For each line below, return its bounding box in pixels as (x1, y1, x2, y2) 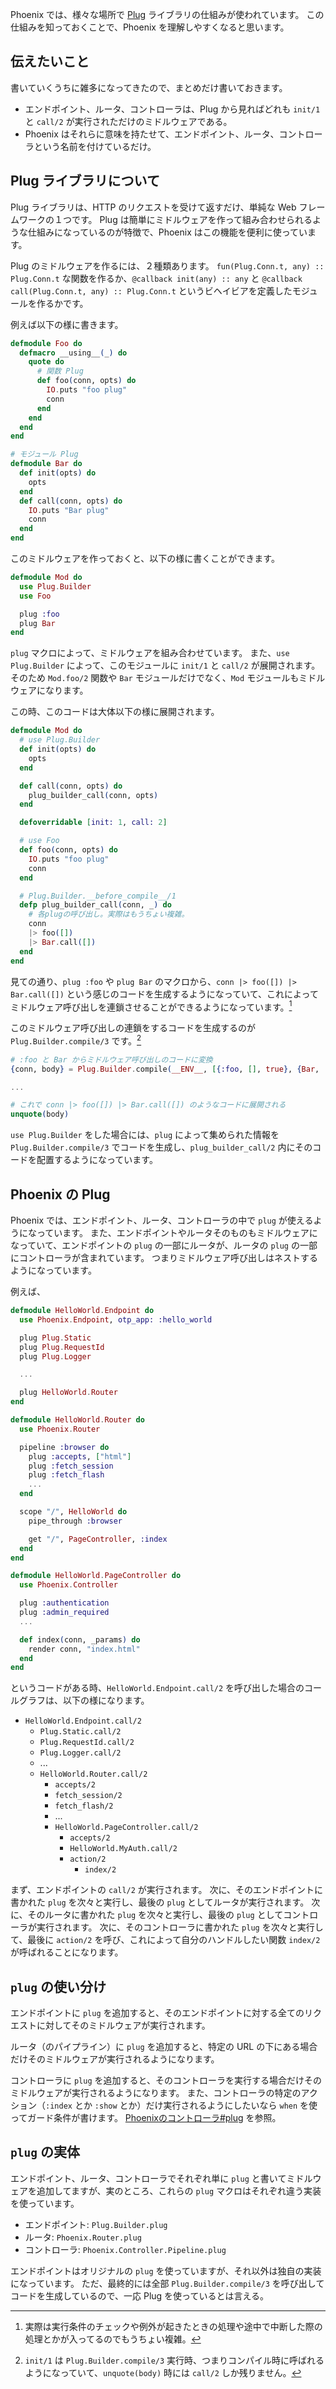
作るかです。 (36, 297, 89, 309)
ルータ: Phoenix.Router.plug (24, 2231, 142, 2243)
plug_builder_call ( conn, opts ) (28, 790, 159, 800)
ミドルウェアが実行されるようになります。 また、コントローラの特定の (10, 2087, 302, 2099)
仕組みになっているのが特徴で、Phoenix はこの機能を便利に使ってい (27, 226, 308, 238)
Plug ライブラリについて (10, 173, 160, 190)
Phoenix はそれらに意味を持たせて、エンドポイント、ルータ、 (24, 128, 280, 140)
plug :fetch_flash (28, 1470, 105, 1480)
